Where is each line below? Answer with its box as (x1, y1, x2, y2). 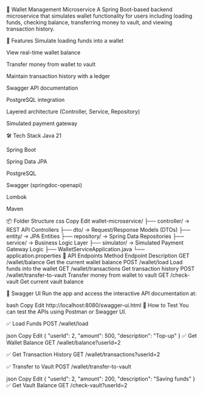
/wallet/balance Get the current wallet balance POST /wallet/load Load (6, 259, 183, 265)
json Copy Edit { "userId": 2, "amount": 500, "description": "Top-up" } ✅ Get (6, 332, 198, 339)
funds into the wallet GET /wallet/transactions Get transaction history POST (6, 265, 195, 272)
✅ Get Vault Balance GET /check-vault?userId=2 (6, 382, 128, 389)
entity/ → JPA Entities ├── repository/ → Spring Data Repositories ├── (6, 232, 184, 240)
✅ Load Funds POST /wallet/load (6, 320, 89, 327)
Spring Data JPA (6, 158, 47, 165)
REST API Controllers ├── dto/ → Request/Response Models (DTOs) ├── (6, 226, 191, 233)
